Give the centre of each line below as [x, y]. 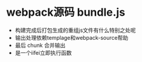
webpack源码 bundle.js [66, 12]
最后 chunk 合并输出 [40, 45]
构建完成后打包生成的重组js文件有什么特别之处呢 [75, 30]
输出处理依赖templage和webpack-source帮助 [72, 37]
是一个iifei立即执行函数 [43, 52]
